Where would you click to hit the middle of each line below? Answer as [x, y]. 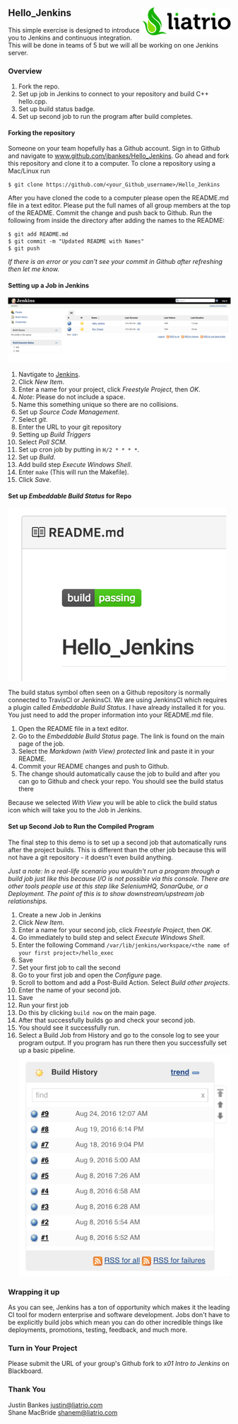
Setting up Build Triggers [54, 435]
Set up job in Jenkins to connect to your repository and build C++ [113, 94]
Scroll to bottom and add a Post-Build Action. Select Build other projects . [124, 982]
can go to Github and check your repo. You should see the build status [121, 781]
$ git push [24, 248]
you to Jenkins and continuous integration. [70, 38]
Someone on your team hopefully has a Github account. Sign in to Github [114, 149]
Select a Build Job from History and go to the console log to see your [119, 1035]
